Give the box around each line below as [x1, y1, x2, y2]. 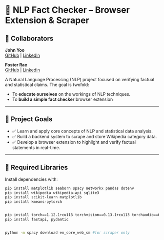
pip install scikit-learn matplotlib [5, 195, 82, 200]
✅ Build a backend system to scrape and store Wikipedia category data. [12, 133, 157, 139]
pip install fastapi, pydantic [5, 217, 69, 222]
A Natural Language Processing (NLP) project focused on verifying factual [5, 77, 155, 82]
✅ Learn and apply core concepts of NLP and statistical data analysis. [12, 128, 153, 134]
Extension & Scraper [5, 15, 89, 26]
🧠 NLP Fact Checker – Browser [5, 4, 130, 16]
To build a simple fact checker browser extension [12, 96, 113, 102]
